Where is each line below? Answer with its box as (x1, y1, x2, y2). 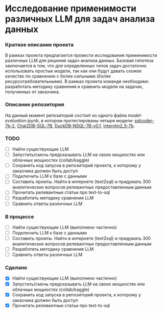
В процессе (5, 213, 34, 220)
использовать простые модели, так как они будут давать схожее (5, 68, 142, 74)
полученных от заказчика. (5, 89, 60, 95)
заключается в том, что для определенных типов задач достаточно (5, 63, 147, 69)
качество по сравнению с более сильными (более (5, 73, 111, 79)
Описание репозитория (5, 101, 65, 108)
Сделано (5, 264, 27, 271)
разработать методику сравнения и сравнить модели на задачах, (5, 84, 143, 90)
